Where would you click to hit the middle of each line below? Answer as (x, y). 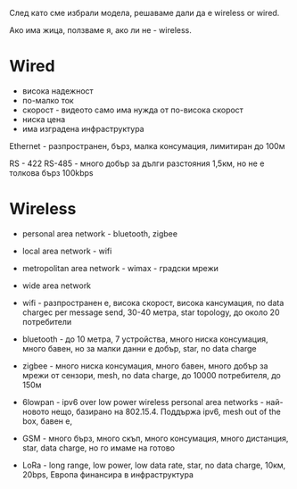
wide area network (57, 286)
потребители (47, 321)
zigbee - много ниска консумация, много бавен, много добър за (145, 366)
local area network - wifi (67, 251)
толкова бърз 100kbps (51, 172)
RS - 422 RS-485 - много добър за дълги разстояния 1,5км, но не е (137, 163)
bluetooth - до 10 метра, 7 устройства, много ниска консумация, (145, 339)
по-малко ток (48, 100)
